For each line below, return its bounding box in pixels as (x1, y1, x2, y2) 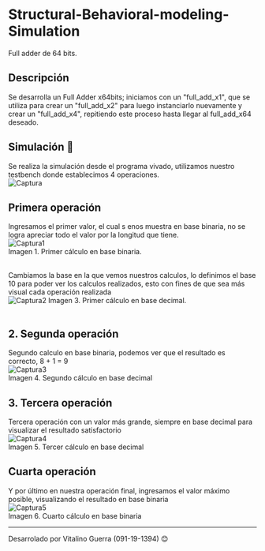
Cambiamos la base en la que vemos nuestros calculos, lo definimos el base (8, 271, 256, 280)
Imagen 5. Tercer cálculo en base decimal (8, 442, 144, 452)
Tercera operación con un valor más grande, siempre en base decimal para (8, 417, 253, 426)
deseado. (8, 117, 39, 127)
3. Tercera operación (8, 396, 113, 410)
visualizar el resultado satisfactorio (8, 425, 122, 435)
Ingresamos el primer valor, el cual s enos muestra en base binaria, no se (8, 222, 246, 231)
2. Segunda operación (8, 327, 119, 340)
